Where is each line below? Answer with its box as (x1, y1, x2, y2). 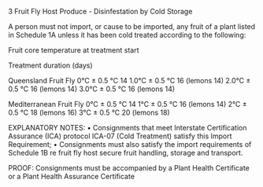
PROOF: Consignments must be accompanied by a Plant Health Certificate (8, 163, 250, 172)
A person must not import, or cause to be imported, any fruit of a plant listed (8, 22, 256, 31)
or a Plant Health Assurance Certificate (8, 172, 135, 181)
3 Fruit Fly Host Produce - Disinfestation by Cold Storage (8, 7, 193, 16)
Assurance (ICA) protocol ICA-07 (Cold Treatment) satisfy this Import (8, 131, 232, 141)
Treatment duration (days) (8, 60, 93, 70)
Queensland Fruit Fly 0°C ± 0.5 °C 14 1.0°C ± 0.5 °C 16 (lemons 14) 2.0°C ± (8, 76, 251, 85)
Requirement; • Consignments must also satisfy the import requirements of (8, 140, 252, 148)
